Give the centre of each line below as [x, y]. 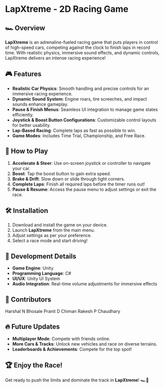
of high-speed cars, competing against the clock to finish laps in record [78, 47]
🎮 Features [23, 74]
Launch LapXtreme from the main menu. [53, 230]
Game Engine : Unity [33, 268]
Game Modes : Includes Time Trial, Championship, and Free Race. [79, 136]
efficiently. [23, 115]
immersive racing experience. [42, 94]
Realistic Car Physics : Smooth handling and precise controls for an [81, 88]
